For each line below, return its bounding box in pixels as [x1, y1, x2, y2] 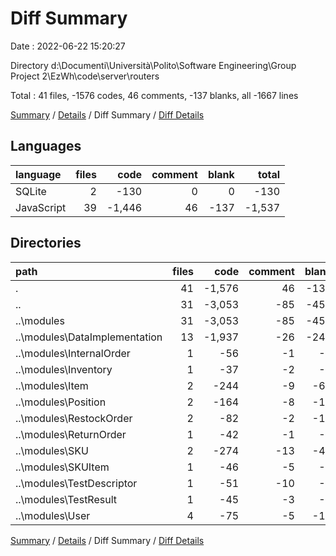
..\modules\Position [15, 395, 107, 409]
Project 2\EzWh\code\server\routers [10, 70, 160, 82]
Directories [10, 235, 82, 252]
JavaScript [15, 200, 67, 214]
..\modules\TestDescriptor [15, 476, 138, 490]
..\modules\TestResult [15, 492, 118, 506]
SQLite [15, 184, 47, 198]
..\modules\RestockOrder [15, 411, 133, 425]
